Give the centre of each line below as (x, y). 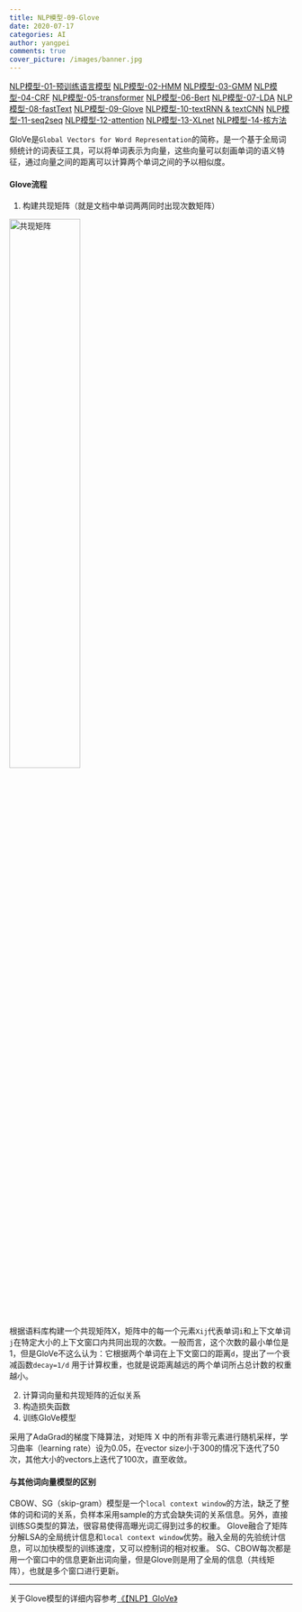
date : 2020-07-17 (42, 26)
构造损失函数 (46, 1407)
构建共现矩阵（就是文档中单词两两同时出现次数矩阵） (121, 206)
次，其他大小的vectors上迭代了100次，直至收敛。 (101, 1460)
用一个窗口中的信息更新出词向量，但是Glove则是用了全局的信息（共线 (138, 1560)
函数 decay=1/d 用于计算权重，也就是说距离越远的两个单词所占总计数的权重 (154, 1365)
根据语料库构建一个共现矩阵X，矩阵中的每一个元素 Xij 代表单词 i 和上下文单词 (150, 1331)
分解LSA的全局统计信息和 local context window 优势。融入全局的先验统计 (144, 1537)
